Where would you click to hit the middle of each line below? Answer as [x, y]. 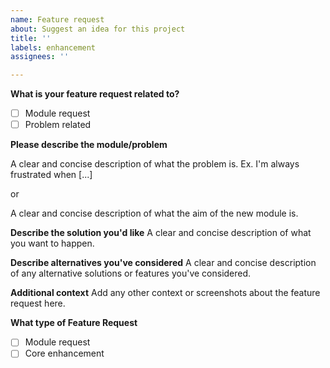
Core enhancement [64, 353]
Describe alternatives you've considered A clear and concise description [163, 263]
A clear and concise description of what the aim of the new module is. [154, 213]
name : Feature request [57, 19]
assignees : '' [40, 57]
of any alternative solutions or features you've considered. [131, 273]
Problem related [58, 125]
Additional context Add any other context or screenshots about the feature [165, 293]
